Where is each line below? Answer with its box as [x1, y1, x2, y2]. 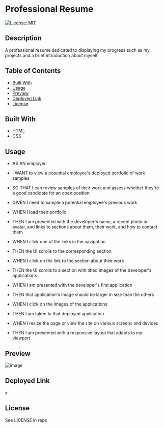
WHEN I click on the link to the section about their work [12, 258, 124, 264]
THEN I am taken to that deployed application [12, 311, 104, 317]
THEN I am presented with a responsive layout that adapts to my [12, 330, 142, 336]
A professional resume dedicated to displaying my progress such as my [5, 47, 150, 53]
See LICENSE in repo [5, 417, 48, 423]
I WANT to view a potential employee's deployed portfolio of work [12, 170, 145, 176]
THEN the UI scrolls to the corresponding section [12, 248, 112, 254]
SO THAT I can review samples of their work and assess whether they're [12, 185, 159, 191]
